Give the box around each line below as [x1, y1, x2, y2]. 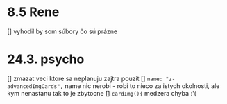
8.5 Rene [7, 4, 60, 20]
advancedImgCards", [7, 83, 64, 90]
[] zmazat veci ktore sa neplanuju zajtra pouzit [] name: [7, 74, 163, 83]
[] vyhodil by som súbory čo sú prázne [7, 27, 118, 35]
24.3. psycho [7, 51, 85, 67]
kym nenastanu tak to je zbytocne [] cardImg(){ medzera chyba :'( [7, 89, 196, 97]
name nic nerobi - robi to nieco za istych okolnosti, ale [65, 81, 220, 90]
